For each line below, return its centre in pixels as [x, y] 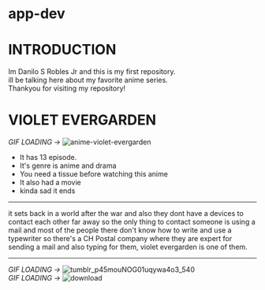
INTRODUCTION [62, 50]
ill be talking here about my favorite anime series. [88, 80]
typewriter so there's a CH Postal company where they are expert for [120, 239]
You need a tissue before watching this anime [93, 174]
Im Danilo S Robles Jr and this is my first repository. [92, 72]
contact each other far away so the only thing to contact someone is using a [132, 222]
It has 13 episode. [48, 158]
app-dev [37, 14]
